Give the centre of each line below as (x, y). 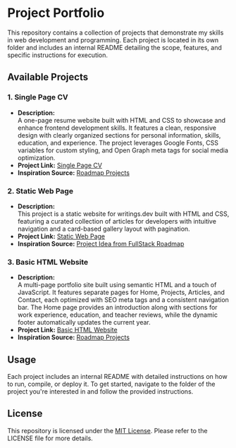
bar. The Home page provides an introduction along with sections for (117, 308)
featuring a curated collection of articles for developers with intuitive (117, 221)
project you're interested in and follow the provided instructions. (100, 392)
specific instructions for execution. (57, 55)
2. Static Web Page (41, 190)
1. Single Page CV (38, 97)
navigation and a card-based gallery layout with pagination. (104, 229)
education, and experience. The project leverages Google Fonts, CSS (118, 143)
